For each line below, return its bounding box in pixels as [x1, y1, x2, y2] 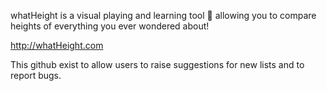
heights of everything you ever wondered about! [10, 20, 210, 32]
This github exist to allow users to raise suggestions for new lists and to [10, 59, 305, 70]
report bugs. [10, 70, 62, 81]
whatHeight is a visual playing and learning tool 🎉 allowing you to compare [10, 10, 317, 21]
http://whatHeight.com [10, 40, 104, 51]
